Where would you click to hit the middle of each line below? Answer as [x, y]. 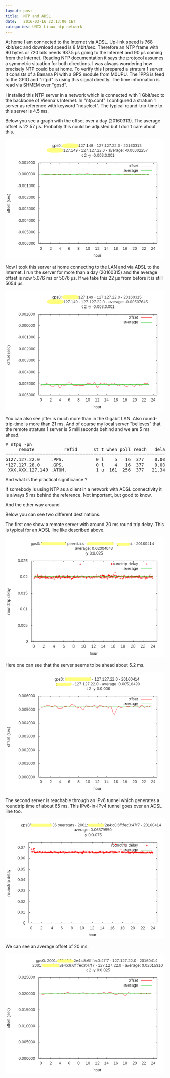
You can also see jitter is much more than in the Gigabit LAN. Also [74, 419]
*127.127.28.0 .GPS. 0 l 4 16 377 [75, 465]
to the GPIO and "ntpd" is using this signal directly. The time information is [83, 80]
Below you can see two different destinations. [53, 515]
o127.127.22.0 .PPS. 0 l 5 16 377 [75, 460]
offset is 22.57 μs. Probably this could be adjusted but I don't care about [80, 127]
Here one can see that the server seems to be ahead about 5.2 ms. [75, 665]
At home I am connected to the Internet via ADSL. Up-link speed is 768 [79, 42]
